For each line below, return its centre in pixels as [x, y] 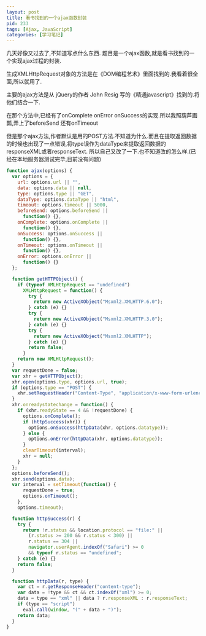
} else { [34, 433]
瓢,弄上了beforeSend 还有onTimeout [52, 123]
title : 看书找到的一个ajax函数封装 [47, 18]
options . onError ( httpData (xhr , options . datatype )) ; [96, 439]
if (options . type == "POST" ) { [52, 388]
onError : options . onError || [55, 257]
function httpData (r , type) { [50, 581]
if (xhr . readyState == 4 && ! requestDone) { [75, 410]
